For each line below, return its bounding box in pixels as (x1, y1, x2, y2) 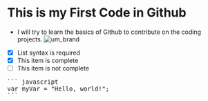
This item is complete (17, 57, 79, 64)
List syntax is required (17, 48, 81, 57)
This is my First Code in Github (7, 5, 187, 21)
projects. (17, 35, 43, 43)
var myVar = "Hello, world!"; (7, 85, 110, 93)
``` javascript (7, 78, 59, 86)
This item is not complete (17, 64, 90, 73)
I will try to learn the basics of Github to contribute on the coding (17, 28, 202, 36)
